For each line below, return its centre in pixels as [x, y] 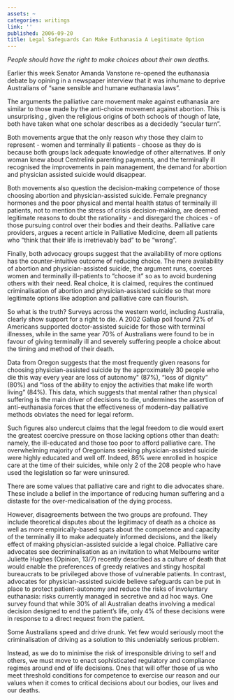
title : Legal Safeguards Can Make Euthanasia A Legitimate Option [106, 40]
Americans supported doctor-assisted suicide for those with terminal [106, 327]
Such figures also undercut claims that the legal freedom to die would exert [116, 428]
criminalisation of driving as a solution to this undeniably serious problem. [113, 640]
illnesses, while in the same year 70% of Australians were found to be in [111, 334]
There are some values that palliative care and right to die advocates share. [116, 486]
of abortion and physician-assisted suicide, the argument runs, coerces [110, 269]
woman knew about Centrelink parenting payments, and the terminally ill [111, 160]
